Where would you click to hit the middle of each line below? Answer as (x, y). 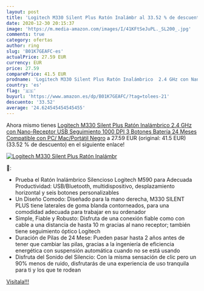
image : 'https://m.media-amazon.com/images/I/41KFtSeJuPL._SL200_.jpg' (99, 29)
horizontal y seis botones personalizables (67, 192)
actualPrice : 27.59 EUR (36, 57)
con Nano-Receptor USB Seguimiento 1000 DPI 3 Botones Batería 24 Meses (102, 132)
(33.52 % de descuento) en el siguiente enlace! (66, 144)
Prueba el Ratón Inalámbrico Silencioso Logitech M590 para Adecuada (104, 179)
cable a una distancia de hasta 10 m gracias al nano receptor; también (103, 224)
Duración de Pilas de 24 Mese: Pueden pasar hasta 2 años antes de (100, 238)
